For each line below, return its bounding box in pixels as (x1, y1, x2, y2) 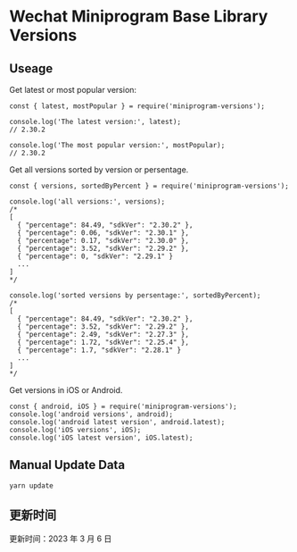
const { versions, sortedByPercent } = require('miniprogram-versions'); (9, 181, 290, 190)
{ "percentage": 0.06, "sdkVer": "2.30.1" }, (17, 229, 190, 238)
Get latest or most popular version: (9, 85, 136, 95)
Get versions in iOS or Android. (9, 385, 123, 395)
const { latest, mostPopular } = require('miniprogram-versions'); (9, 102, 266, 111)
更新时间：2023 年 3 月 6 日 (9, 533, 112, 544)
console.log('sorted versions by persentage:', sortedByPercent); (9, 291, 261, 300)
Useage (9, 61, 54, 76)
